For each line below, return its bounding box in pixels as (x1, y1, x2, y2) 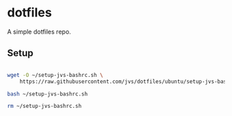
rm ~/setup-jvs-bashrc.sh (7, 103, 81, 110)
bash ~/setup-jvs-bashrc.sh (7, 91, 88, 97)
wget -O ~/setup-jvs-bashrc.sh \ (7, 71, 104, 78)
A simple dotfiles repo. (7, 27, 71, 36)
